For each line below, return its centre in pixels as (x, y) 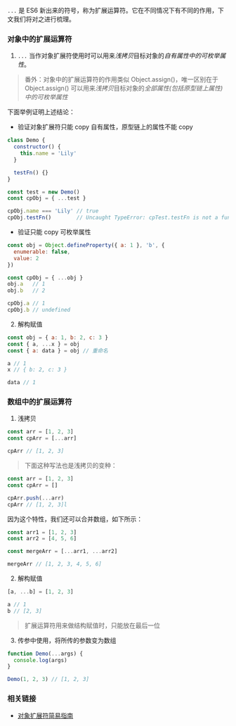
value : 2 (26, 258)
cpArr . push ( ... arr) (36, 498)
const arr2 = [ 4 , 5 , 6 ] (42, 539)
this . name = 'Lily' (48, 153)
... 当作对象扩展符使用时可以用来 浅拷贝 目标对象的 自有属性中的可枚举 (118, 56)
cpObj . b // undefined (39, 310)
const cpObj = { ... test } (47, 198)
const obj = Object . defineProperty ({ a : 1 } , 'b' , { (86, 246)
